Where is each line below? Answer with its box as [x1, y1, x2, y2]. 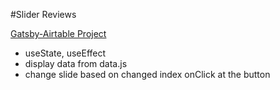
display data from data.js [24, 58, 128, 69]
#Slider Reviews [10, 9, 77, 20]
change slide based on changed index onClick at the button [24, 69, 271, 80]
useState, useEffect [24, 47, 107, 59]
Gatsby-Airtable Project [10, 28, 107, 39]
